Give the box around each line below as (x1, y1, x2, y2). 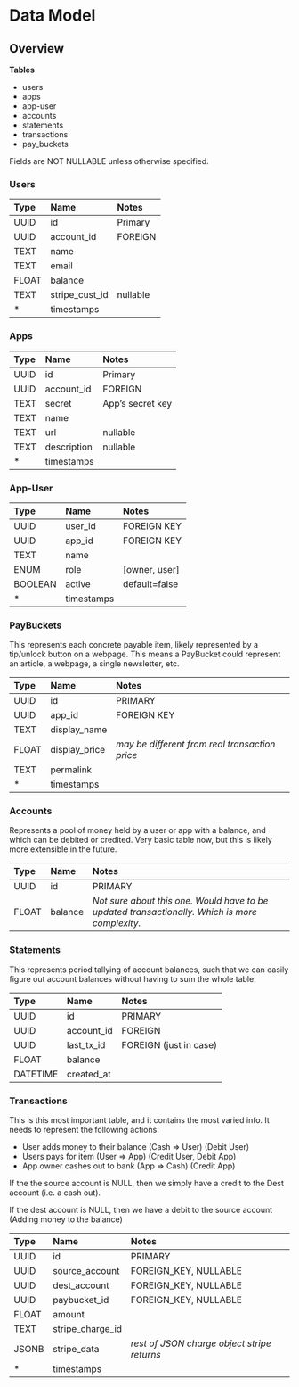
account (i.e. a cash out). (9, 1187, 101, 1198)
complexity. (92, 917, 141, 929)
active (65, 577, 91, 590)
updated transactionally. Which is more (92, 906, 258, 919)
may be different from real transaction (115, 738, 276, 750)
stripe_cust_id (50, 289, 109, 301)
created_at (66, 1068, 111, 1080)
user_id (65, 519, 96, 532)
